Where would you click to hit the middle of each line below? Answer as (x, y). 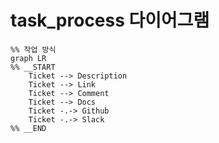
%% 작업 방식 (33, 49)
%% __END (28, 128)
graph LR (28, 58)
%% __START (33, 67)
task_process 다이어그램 (110, 20)
